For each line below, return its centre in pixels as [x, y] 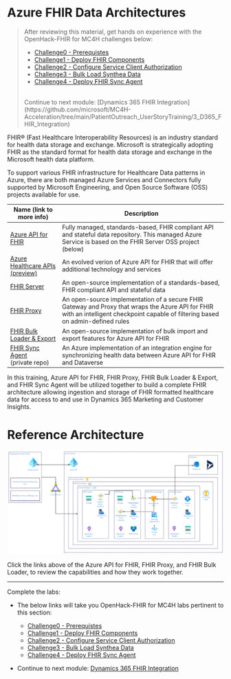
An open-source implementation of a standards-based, [141, 282]
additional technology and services [111, 269]
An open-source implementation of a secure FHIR [132, 300]
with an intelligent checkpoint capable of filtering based [140, 314]
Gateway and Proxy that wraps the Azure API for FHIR [137, 307]
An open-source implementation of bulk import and [135, 331]
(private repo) [30, 362]
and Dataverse [82, 362]
